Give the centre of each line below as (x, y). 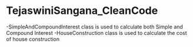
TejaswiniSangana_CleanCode (82, 11)
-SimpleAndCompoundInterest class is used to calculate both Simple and (95, 27)
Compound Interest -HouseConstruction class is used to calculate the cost (96, 32)
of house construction (33, 39)
